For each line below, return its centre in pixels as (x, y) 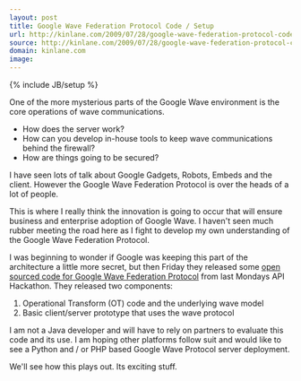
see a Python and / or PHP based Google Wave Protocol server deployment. (150, 349)
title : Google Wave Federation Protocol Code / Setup (112, 26)
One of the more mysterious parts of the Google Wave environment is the (145, 102)
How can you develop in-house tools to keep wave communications (147, 139)
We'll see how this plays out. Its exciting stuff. (93, 367)
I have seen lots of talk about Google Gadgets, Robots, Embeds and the (141, 175)
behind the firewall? (59, 148)
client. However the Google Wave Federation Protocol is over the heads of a (149, 184)
